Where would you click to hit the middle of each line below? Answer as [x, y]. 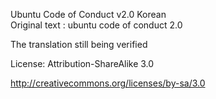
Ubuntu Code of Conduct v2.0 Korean [88, 14]
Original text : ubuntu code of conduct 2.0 [96, 25]
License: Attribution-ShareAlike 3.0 [82, 63]
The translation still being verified [79, 44]
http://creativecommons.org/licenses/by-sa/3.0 [108, 83]
